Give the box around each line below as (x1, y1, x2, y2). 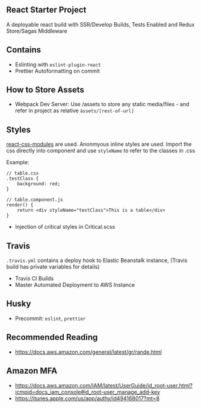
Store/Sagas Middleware (6, 27, 67, 34)
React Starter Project (6, 5, 87, 15)
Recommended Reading (6, 332, 98, 343)
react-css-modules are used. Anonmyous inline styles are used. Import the (6, 141, 192, 148)
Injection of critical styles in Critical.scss (14, 223, 116, 231)
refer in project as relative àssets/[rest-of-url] (14, 107, 134, 114)
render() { (6, 202, 34, 208)
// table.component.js (6, 197, 63, 203)
